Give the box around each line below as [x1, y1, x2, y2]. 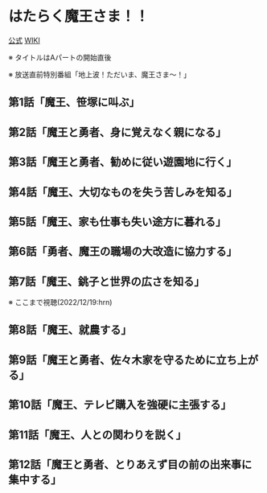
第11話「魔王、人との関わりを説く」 [8, 428, 187, 442]
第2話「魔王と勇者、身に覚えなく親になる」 [8, 125, 227, 139]
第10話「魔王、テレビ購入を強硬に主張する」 [8, 398, 232, 412]
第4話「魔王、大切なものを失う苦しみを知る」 [8, 185, 238, 199]
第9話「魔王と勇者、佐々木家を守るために [8, 353, 216, 367]
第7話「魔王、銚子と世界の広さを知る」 [8, 274, 205, 288]
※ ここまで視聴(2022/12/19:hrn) [8, 298, 113, 307]
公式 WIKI [8, 35, 40, 45]
